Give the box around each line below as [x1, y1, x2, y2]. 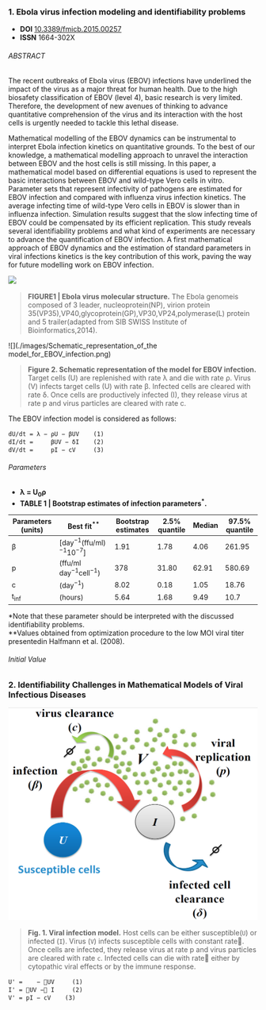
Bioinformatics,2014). [27, 325, 97, 335]
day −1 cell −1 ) [59, 567, 101, 578]
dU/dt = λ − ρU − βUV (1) [8, 430, 104, 438]
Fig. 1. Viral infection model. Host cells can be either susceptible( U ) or [27, 927, 257, 937]
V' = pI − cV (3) [8, 993, 77, 1002]
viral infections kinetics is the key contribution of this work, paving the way [8, 251, 252, 260]
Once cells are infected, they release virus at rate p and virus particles [27, 944, 257, 954]
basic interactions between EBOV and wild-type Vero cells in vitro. [8, 175, 225, 185]
